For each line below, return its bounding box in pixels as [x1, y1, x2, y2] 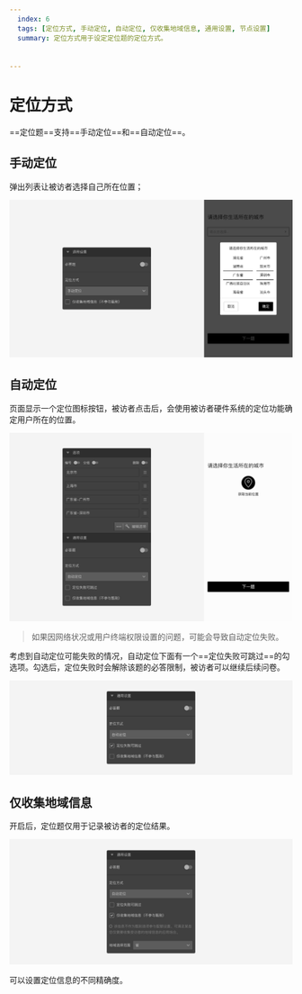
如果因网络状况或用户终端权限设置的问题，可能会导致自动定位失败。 [31, 631, 284, 643]
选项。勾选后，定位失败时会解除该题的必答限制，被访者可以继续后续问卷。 [9, 662, 285, 673]
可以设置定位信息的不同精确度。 [9, 974, 128, 985]
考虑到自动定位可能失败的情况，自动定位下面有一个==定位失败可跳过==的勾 [9, 651, 290, 662]
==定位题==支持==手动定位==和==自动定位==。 [9, 127, 191, 138]
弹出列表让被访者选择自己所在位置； [9, 181, 144, 192]
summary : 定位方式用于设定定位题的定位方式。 [17, 33, 168, 42]
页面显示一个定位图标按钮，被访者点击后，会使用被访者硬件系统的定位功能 [9, 402, 285, 413]
